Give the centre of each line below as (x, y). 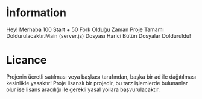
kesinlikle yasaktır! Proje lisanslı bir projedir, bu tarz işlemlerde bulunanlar (97, 83)
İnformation (36, 13)
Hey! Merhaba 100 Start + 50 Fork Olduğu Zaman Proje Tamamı (85, 29)
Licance (27, 60)
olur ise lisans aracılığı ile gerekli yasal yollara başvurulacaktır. (83, 89)
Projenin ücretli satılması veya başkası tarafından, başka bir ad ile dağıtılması (101, 76)
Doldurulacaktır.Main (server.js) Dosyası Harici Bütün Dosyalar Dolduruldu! (99, 35)
